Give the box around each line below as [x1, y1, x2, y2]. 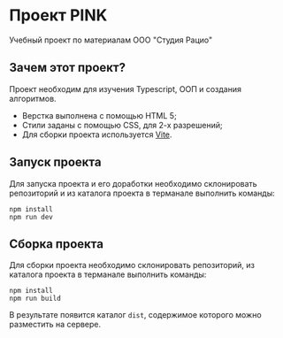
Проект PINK [9, 5, 108, 26]
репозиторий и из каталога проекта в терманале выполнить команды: [9, 188, 276, 198]
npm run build [9, 294, 62, 303]
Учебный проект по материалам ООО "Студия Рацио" [9, 35, 213, 45]
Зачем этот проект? [9, 60, 126, 75]
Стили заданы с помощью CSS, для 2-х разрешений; [21, 119, 223, 130]
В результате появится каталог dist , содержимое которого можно [9, 310, 263, 320]
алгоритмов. [9, 93, 57, 104]
